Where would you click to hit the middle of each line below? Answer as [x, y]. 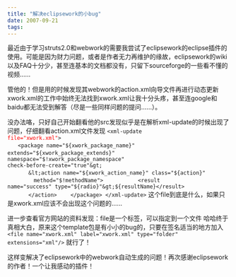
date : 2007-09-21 [33, 20]
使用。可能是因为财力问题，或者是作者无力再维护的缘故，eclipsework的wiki [117, 57]
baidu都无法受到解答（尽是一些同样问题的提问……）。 [84, 107]
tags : [15, 27]
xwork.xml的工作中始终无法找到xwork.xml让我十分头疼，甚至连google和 [112, 98]
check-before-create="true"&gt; [55, 166]
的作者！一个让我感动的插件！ [51, 266]
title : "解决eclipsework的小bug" [54, 14]
